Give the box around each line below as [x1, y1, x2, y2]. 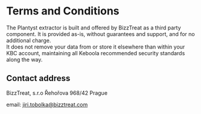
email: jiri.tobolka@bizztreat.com [6, 101, 88, 108]
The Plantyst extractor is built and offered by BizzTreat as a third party [6, 24, 181, 31]
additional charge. [6, 37, 51, 44]
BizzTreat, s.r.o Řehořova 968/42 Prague [6, 89, 107, 97]
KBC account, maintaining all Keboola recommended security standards [6, 49, 185, 56]
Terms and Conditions [6, 4, 120, 18]
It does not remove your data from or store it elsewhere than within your [6, 43, 185, 50]
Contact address [6, 73, 71, 83]
